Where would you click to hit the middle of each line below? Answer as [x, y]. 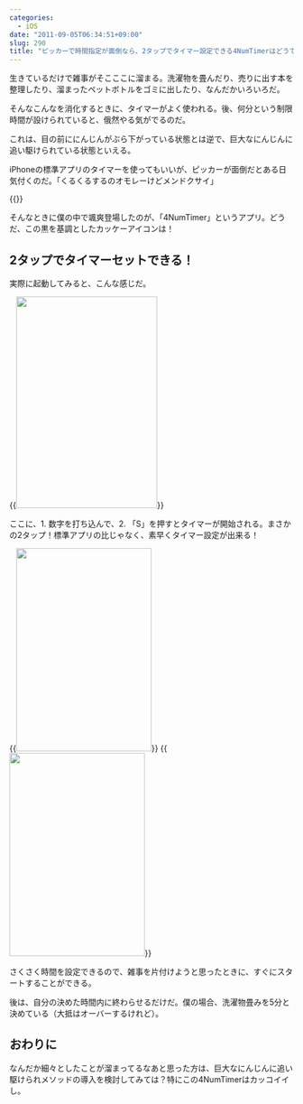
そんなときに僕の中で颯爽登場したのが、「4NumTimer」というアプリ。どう [147, 218]
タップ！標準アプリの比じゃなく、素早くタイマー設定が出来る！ [141, 534]
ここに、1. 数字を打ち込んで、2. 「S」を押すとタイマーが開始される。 [138, 524]
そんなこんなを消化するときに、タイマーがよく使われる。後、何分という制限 [151, 108]
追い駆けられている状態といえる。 [73, 151]
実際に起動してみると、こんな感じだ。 [80, 283]
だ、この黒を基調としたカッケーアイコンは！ [92, 229]
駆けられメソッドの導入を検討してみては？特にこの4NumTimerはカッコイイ [150, 1079]
